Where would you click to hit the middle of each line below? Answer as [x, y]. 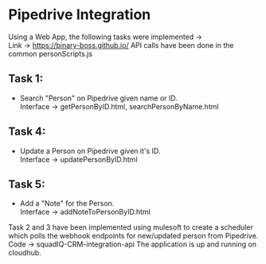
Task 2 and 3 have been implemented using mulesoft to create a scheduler [131, 227]
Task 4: [27, 132]
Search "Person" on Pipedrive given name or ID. [98, 98]
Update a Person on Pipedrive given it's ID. [90, 151]
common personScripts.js [51, 53]
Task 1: [26, 79]
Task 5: [27, 184]
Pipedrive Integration [80, 15]
